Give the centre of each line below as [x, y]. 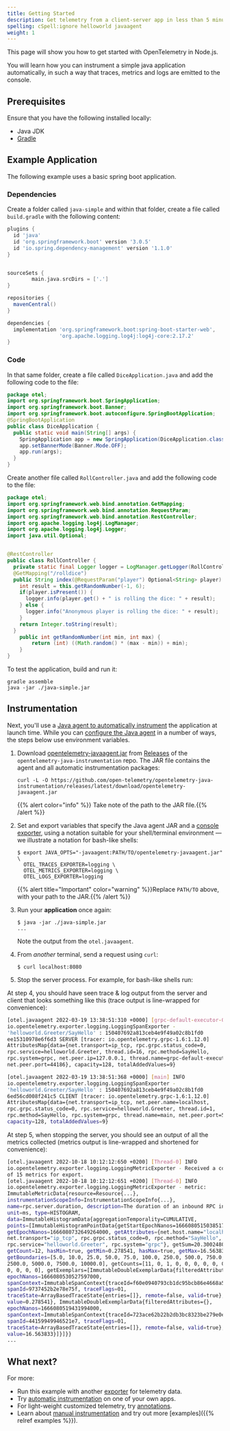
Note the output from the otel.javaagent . [75, 941]
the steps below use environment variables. [68, 739]
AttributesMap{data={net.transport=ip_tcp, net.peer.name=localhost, [108, 1103]
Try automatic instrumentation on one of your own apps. [96, 1399]
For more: [21, 1378]
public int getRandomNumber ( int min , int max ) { [90, 637]
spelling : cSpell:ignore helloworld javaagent [75, 26]
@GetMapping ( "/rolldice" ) [50, 573]
